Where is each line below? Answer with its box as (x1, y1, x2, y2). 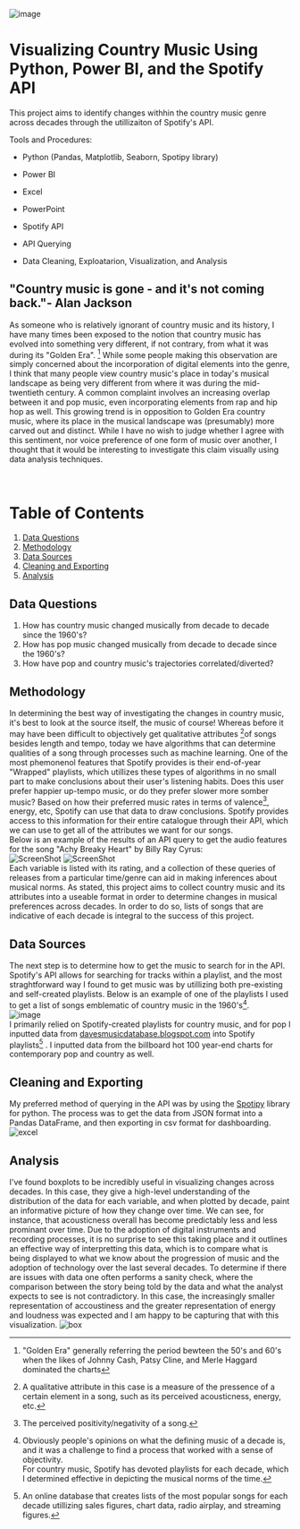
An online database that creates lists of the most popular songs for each (21, 1491, 288, 1501)
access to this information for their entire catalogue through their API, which (9, 816, 288, 826)
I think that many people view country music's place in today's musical (9, 368, 270, 380)
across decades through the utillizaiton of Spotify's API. (9, 116, 214, 127)
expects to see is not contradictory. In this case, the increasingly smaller (9, 1291, 275, 1302)
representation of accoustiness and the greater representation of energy (9, 1301, 277, 1311)
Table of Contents (9, 502, 145, 523)
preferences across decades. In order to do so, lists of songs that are (9, 901, 263, 912)
